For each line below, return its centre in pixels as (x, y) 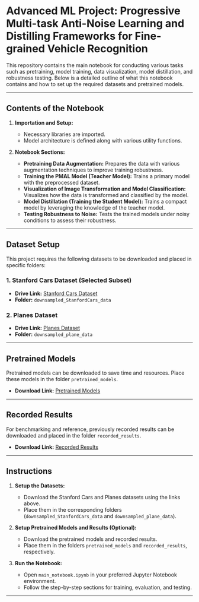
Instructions (29, 471)
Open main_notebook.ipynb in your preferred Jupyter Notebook (100, 575)
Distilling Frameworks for (69, 36)
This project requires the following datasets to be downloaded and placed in (99, 259)
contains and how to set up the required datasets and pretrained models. (95, 84)
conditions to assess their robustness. (70, 220)
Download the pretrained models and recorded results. (90, 539)
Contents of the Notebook (55, 108)
